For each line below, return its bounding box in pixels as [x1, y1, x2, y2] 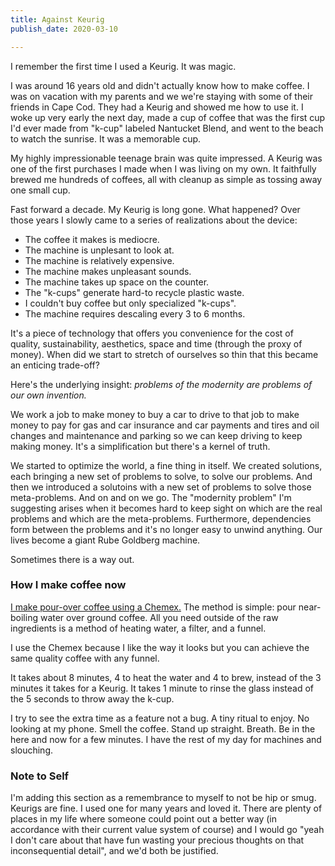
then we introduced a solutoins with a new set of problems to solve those [10, 481, 312, 493]
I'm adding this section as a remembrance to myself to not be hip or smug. [10, 792, 317, 804]
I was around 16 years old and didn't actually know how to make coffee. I [10, 79, 310, 91]
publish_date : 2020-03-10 [10, 24, 118, 34]
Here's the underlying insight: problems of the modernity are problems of [10, 378, 313, 390]
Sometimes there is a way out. [10, 553, 135, 565]
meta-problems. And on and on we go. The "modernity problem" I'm [10, 491, 292, 503]
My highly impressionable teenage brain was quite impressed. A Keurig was [10, 152, 323, 164]
